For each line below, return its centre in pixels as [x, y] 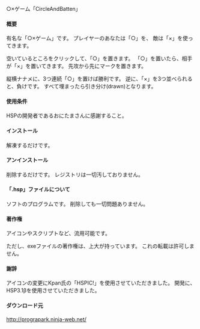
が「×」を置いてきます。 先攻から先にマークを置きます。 [77, 66]
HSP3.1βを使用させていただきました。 [53, 291]
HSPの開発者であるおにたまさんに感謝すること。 [67, 115]
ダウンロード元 [25, 306]
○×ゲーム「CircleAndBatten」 [44, 9]
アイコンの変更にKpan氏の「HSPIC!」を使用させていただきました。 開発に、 [101, 283]
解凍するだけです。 [30, 145]
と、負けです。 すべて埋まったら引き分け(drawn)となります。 [81, 87]
